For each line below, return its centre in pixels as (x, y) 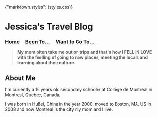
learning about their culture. (46, 63)
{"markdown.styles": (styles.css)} (39, 7)
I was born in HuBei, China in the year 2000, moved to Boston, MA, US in (78, 104)
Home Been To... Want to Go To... (50, 42)
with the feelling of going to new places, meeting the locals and (82, 57)
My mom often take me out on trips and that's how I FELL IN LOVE (84, 52)
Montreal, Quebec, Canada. (33, 95)
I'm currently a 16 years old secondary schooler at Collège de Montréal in (79, 90)
